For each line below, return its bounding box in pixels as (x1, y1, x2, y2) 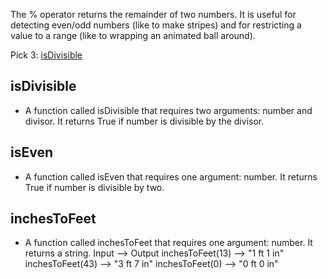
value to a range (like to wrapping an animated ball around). (10, 30, 256, 41)
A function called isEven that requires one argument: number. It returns (24, 170, 318, 183)
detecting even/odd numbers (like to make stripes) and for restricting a (10, 19, 302, 31)
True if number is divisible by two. (24, 181, 165, 193)
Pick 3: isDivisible (10, 49, 83, 61)
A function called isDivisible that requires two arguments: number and (24, 104, 313, 116)
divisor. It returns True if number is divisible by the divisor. (24, 115, 265, 127)
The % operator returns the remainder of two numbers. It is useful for (10, 9, 297, 20)
